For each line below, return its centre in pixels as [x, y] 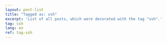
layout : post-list [24, 10]
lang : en [14, 28]
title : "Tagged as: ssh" [31, 14]
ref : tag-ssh [19, 33]
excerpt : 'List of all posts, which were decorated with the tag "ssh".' [84, 19]
